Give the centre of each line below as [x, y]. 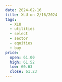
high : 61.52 [22, 62]
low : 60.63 [21, 67]
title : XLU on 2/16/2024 [31, 15]
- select [19, 34]
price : [12, 52]
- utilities [22, 29]
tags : [11, 19]
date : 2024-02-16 [23, 10]
